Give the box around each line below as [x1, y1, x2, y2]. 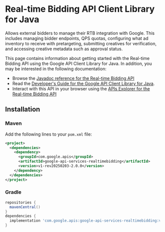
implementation [9, 218, 41, 223]
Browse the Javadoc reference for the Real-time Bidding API [12, 75, 135, 81]
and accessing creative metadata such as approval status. [5, 46, 123, 52]
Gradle [5, 189, 22, 196]
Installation [5, 105, 40, 114]
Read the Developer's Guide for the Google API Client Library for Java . [12, 80, 155, 87]
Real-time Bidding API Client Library [5, 3, 155, 15]
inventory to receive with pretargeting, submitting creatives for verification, [5, 40, 157, 46]
